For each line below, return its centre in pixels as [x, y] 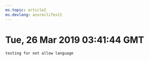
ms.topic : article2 [26, 10]
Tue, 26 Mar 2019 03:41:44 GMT [75, 40]
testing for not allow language [39, 53]
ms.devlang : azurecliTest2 [34, 15]
